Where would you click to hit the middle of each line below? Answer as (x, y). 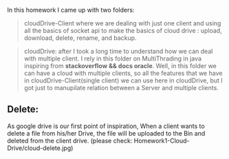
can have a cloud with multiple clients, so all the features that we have (123, 73)
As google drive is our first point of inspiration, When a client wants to (106, 126)
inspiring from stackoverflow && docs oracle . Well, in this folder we (120, 66)
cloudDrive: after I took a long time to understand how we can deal (118, 51)
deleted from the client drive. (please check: (70, 140)
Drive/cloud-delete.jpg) (40, 148)
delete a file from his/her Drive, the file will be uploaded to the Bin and (106, 133)
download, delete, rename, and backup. (80, 38)
